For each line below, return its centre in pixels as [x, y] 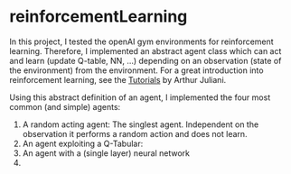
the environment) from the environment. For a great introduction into [136, 70]
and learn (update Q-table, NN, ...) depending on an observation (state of [145, 60]
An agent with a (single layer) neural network [106, 153]
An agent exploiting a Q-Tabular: [83, 143]
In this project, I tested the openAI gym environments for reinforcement [141, 41]
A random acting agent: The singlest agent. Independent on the [141, 124]
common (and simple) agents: [65, 106]
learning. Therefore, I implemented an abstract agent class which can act [145, 50]
